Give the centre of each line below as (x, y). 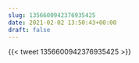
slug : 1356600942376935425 (52, 15)
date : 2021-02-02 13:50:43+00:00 (62, 23)
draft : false (29, 30)
